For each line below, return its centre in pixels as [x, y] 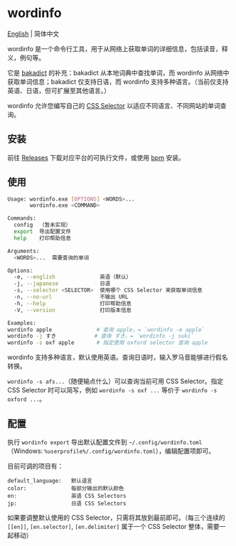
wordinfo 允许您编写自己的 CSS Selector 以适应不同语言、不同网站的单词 [114, 105]
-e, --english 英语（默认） [73, 277]
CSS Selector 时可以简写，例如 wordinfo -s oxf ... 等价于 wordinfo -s [112, 390]
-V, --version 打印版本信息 [73, 310]
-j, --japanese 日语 [62, 284]
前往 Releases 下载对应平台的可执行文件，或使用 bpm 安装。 [96, 157]
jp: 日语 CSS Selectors [67, 503]
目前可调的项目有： [36, 466]
